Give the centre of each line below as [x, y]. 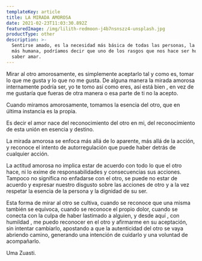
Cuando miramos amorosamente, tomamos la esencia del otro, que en [93, 105]
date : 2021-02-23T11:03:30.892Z [47, 23]
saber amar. [27, 57]
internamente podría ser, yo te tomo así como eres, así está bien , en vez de [100, 86]
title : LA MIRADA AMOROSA [38, 17]
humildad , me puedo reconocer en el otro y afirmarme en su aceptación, [97, 222]
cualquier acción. [28, 154]
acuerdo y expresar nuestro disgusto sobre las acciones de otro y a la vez [98, 184]
